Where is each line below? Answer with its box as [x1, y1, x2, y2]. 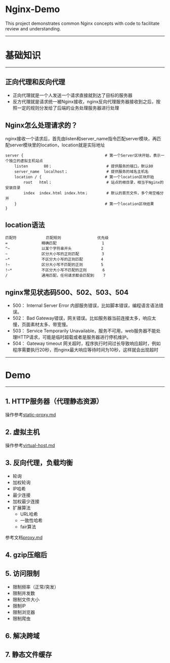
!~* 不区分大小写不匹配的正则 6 [5, 267, 105, 273]
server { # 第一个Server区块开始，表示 [5, 153, 161, 158]
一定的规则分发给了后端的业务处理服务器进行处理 [17, 105, 119, 111]
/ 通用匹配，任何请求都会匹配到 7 [5, 273, 106, 278]
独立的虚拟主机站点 [9, 158, 43, 163]
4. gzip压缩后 [5, 551, 48, 559]
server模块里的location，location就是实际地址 [9, 142, 105, 148]
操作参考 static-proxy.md [5, 411, 56, 417]
